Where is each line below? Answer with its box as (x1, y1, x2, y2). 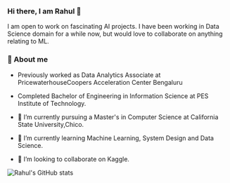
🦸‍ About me (7, 55, 48, 65)
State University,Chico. (17, 120, 84, 128)
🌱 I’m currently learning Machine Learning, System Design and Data (17, 133, 215, 142)
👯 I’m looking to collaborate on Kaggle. (17, 154, 130, 163)
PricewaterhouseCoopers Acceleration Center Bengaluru (17, 78, 183, 86)
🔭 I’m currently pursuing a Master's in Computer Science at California (17, 112, 219, 121)
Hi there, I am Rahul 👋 (7, 6, 82, 16)
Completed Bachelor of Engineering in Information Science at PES (17, 91, 209, 100)
